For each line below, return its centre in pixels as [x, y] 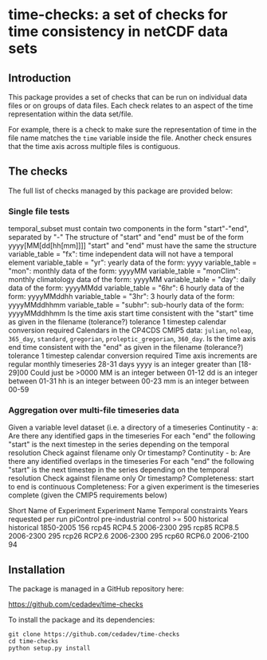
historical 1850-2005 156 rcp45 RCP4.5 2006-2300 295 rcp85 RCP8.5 [124, 528]
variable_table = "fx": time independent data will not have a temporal [121, 254]
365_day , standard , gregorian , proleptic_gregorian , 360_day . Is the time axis [132, 339]
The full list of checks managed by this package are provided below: [121, 191]
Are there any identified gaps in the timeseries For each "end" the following [132, 436]
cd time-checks [33, 642]
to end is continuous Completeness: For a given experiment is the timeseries [134, 487]
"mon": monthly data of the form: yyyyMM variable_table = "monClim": [124, 271]
